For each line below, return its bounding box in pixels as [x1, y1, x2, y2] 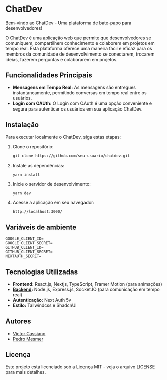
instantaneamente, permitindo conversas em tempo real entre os [12, 89, 147, 96]
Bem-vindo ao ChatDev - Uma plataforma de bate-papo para [5, 20, 132, 26]
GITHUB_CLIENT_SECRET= [5, 249, 53, 255]
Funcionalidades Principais [5, 71, 92, 80]
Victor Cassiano [12, 331, 46, 336]
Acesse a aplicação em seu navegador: [12, 199, 95, 205]
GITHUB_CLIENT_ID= [5, 245, 44, 250]
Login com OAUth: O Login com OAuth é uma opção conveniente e [12, 100, 152, 106]
